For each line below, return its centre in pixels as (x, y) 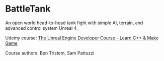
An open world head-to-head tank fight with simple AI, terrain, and (74, 23)
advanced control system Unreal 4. (42, 28)
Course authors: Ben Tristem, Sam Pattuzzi (50, 53)
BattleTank (28, 9)
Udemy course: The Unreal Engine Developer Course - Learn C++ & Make (82, 38)
